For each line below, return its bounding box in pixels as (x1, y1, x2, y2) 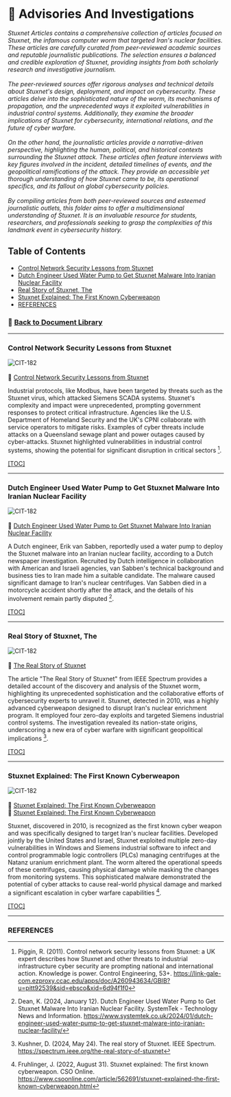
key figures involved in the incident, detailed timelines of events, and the (8, 160, 212, 168)
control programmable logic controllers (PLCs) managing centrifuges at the (8, 851, 220, 860)
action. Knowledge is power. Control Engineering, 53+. (17, 969, 172, 978)
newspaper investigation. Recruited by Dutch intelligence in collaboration (8, 557, 215, 565)
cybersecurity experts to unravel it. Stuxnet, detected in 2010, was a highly (8, 696, 219, 705)
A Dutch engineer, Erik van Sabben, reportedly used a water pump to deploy (8, 542, 223, 551)
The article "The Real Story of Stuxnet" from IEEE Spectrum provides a (8, 675, 208, 683)
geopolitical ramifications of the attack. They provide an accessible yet (8, 167, 210, 176)
